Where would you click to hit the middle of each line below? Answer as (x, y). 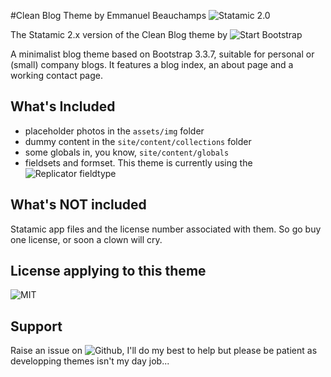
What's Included (63, 106)
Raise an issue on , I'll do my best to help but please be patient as (164, 351)
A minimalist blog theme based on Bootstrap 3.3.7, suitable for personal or (162, 54)
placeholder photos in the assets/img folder (114, 131)
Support (36, 326)
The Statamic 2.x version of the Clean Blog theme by (119, 34)
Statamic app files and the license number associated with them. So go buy (166, 229)
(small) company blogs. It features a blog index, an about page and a (152, 64)
